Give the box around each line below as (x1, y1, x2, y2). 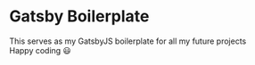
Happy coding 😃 (9, 45, 71, 55)
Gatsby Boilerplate (9, 6, 150, 27)
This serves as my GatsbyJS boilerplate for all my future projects (9, 36, 247, 46)
